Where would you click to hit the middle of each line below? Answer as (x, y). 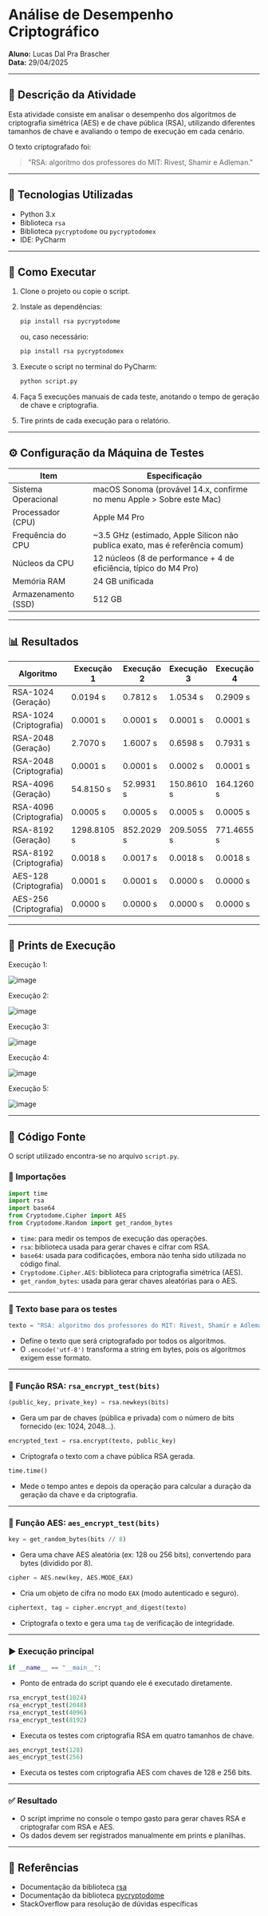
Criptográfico (54, 32)
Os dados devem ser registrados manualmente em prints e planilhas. (132, 1835)
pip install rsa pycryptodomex (72, 352)
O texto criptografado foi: (50, 146)
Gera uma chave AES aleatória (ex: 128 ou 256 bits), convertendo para (135, 1555)
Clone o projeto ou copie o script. (75, 291)
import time (28, 1193)
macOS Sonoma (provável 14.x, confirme (170, 489)
